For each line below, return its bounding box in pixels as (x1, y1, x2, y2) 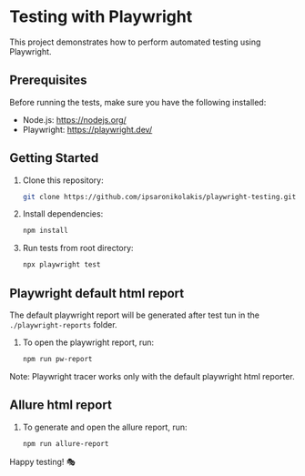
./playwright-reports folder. (9, 319, 117, 329)
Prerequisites (9, 73, 87, 88)
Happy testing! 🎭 (9, 456, 76, 467)
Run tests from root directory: (22, 243, 134, 254)
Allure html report (9, 398, 112, 413)
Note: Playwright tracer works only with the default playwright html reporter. (9, 370, 295, 381)
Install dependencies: (22, 208, 104, 219)
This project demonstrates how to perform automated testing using (9, 36, 261, 47)
